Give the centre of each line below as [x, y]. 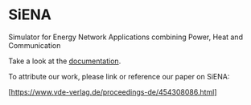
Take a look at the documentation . [65, 61]
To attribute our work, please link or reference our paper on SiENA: [119, 76]
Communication [35, 45]
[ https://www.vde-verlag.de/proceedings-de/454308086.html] [113, 92]
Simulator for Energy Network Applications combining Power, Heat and [126, 37]
